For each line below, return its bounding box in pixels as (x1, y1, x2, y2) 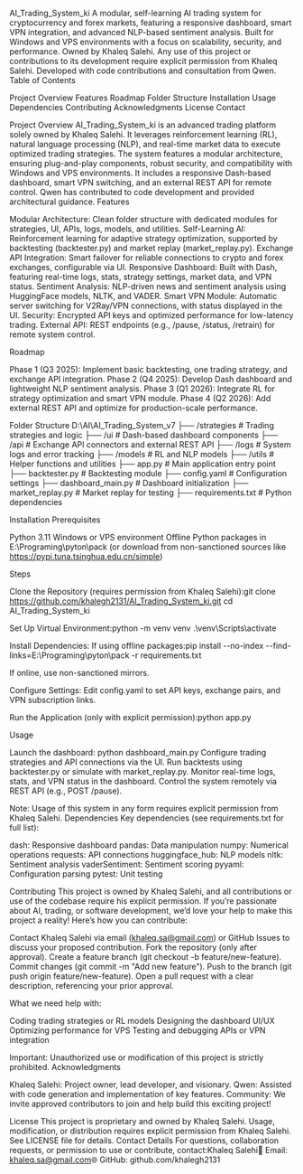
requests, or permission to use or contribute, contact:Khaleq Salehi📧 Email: (9, 1145, 289, 1155)
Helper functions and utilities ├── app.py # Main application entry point (9, 458, 277, 469)
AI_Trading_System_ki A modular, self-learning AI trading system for (9, 8, 262, 18)
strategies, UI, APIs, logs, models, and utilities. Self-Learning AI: (9, 223, 246, 234)
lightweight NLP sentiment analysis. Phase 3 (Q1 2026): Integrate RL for (9, 383, 275, 394)
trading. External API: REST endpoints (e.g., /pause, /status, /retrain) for (9, 320, 275, 330)
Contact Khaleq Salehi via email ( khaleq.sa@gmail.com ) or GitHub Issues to (9, 933, 290, 943)
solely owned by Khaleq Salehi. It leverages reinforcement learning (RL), (9, 129, 278, 139)
